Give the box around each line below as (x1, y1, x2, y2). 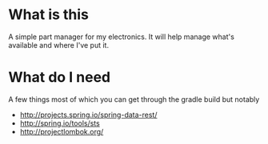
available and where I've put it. (8, 40, 110, 49)
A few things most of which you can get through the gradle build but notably (8, 94, 260, 104)
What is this (8, 6, 90, 24)
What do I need (8, 68, 111, 87)
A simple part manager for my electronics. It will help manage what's (8, 32, 234, 41)
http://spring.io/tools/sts (19, 118, 100, 128)
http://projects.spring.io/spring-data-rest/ (19, 110, 158, 119)
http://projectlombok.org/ (19, 126, 104, 136)
